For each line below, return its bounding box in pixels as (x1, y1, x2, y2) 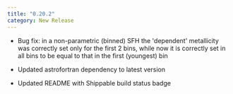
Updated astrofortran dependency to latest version (17, 65, 166, 74)
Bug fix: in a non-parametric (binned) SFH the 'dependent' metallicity (17, 36, 219, 45)
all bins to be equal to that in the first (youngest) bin (17, 51, 168, 60)
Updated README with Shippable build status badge (17, 78, 172, 87)
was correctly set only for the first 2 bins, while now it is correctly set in (17, 44, 226, 52)
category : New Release (7, 17, 74, 24)
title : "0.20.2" (7, 10, 55, 18)
